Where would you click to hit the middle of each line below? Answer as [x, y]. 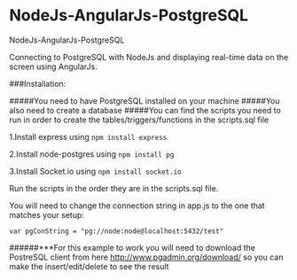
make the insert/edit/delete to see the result [89, 266]
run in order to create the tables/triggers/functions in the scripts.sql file [139, 120]
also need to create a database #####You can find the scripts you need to [145, 110]
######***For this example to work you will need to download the [132, 247]
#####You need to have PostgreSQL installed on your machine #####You [145, 101]
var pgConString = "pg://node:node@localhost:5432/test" [117, 231]
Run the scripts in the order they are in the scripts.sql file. [114, 188]
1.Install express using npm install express [88, 136]
